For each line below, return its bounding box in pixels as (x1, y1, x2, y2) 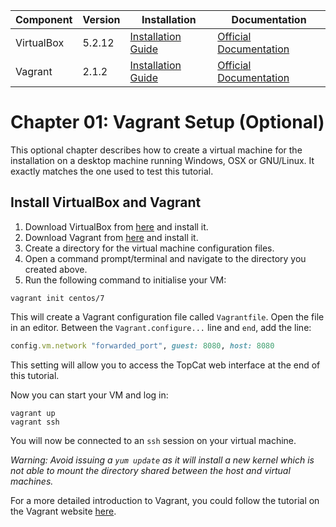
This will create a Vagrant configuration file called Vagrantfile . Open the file (10, 310, 325, 323)
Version (82, 13, 121, 26)
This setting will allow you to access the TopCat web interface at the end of (10, 359, 321, 371)
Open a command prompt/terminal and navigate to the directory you (24, 252, 307, 264)
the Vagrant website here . (10, 505, 117, 517)
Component (15, 13, 73, 26)
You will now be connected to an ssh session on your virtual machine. (10, 434, 297, 446)
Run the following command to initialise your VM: (24, 274, 227, 286)
